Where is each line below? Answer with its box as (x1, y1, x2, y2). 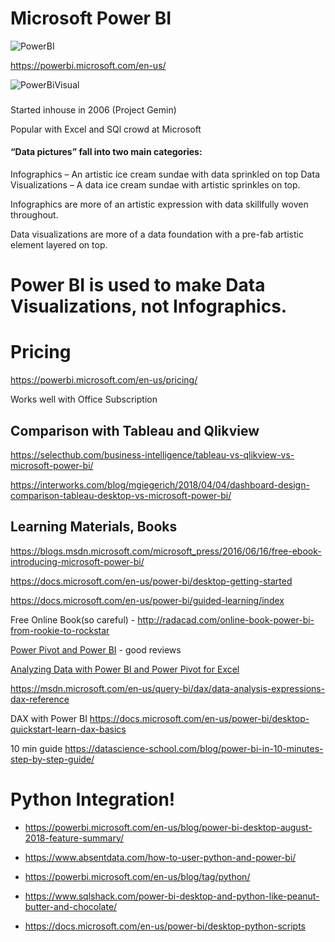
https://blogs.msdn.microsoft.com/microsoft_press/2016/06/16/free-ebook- (10, 545, 322, 557)
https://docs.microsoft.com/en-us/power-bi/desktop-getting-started (10, 575, 293, 587)
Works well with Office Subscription (10, 393, 158, 406)
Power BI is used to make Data (10, 274, 266, 297)
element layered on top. (10, 239, 108, 251)
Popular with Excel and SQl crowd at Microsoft (10, 123, 202, 135)
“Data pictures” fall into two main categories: (10, 146, 203, 158)
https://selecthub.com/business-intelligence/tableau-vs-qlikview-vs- (10, 449, 295, 461)
